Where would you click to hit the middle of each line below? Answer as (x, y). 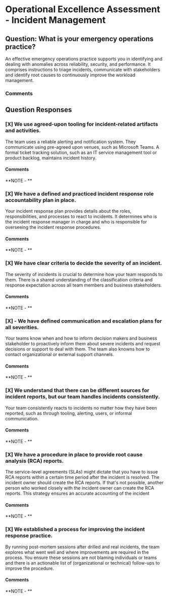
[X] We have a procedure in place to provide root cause (74, 454)
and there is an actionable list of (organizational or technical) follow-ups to (82, 563)
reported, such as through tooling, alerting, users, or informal (69, 413)
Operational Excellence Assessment (83, 9)
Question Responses (39, 110)
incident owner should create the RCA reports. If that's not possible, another (84, 483)
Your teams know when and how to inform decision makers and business (81, 338)
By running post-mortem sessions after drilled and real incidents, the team (82, 547)
